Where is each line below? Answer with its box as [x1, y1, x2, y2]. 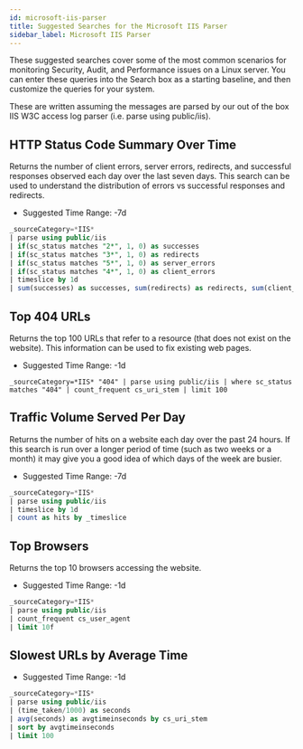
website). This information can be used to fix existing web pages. [9, 343, 252, 353]
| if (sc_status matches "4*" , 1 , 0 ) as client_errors [9, 267, 216, 276]
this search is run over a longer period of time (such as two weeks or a [9, 443, 272, 454]
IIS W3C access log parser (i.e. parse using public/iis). [9, 110, 212, 122]
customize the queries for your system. [9, 83, 155, 95]
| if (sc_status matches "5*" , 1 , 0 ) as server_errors [9, 259, 216, 268]
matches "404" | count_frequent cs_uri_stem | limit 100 [9, 385, 228, 394]
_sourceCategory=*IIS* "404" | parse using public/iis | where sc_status [9, 377, 293, 386]
